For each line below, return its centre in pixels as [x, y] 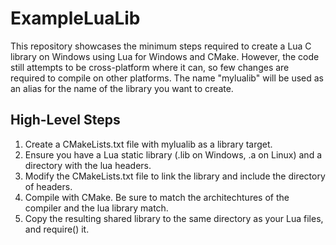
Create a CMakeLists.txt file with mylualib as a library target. [148, 144]
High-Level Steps [65, 120]
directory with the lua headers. [88, 165]
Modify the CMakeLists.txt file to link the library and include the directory [175, 176]
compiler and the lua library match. [96, 208]
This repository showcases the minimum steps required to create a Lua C [161, 46]
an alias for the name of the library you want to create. [122, 88]
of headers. [48, 186]
